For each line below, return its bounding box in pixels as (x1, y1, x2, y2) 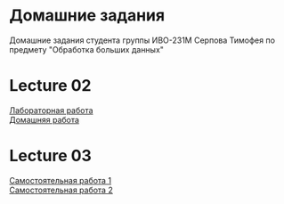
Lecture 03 (9, 146, 92, 166)
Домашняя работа (9, 114, 80, 125)
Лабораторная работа (9, 104, 93, 116)
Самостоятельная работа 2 (9, 184, 113, 195)
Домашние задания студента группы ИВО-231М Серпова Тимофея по (9, 35, 276, 45)
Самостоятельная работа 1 (9, 175, 112, 185)
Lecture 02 (9, 76, 92, 96)
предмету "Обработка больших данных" (9, 44, 165, 54)
